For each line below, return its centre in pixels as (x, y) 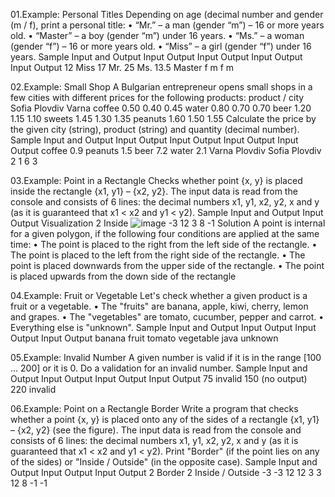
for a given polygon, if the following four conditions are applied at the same (165, 233)
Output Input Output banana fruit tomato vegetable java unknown (144, 338)
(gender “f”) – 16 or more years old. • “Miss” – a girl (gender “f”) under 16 (161, 46)
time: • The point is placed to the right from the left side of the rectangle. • (164, 244)
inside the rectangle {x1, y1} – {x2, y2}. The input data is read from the (154, 191)
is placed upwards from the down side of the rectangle (123, 276)
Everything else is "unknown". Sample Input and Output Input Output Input (163, 327)
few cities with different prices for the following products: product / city (157, 97)
